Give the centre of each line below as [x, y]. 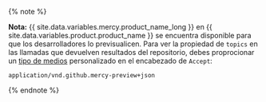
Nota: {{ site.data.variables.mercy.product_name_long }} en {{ [111, 27]
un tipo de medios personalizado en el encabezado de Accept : [111, 61]
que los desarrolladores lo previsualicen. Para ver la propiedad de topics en [133, 44]
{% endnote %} [34, 90]
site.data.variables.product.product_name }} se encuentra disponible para [130, 35]
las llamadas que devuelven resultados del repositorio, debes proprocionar [131, 52]
